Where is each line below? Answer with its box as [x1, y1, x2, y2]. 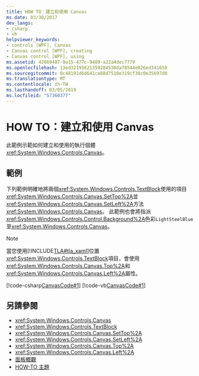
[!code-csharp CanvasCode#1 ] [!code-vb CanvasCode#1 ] [6, 282, 146, 289]
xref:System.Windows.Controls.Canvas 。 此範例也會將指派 [6, 208, 151, 215]
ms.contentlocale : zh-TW [6, 82, 68, 88]
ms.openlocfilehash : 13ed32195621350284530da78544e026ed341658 [6, 64, 168, 71]
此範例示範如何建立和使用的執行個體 [6, 141, 96, 148]
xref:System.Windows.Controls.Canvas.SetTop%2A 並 [6, 193, 139, 200]
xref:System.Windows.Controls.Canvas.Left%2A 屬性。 [6, 270, 141, 277]
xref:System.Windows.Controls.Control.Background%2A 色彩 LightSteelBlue [6, 215, 194, 222]
